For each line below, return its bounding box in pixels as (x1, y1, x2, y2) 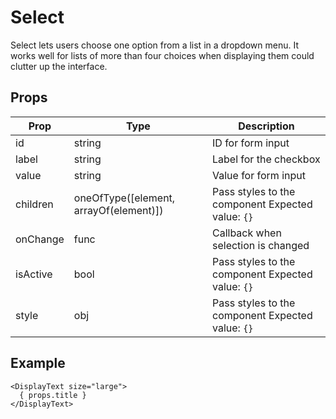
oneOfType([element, (73, 191, 176, 205)
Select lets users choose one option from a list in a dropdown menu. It (10, 39, 299, 51)
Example (10, 355, 66, 372)
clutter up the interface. (10, 60, 108, 72)
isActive (15, 267, 53, 281)
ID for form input (211, 136, 290, 150)
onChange (15, 232, 65, 246)
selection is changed (211, 238, 310, 252)
